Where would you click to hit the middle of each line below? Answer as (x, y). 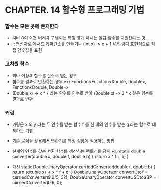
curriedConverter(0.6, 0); (37, 183)
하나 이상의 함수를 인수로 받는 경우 (44, 76)
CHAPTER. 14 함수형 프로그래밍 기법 (75, 10)
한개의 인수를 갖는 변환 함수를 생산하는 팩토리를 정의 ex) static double (79, 151)
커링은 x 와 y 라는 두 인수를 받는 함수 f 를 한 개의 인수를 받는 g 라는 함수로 (81, 124)
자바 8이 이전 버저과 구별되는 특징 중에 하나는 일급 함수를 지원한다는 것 (79, 38)
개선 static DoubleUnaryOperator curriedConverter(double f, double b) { (84, 167)
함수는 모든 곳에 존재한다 (32, 26)
